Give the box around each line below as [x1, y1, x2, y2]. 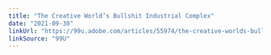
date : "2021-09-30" [8, 19, 74, 27]
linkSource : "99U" [8, 34, 70, 43]
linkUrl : [8, 27, 38, 35]
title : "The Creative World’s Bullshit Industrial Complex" [8, 11, 215, 20]
